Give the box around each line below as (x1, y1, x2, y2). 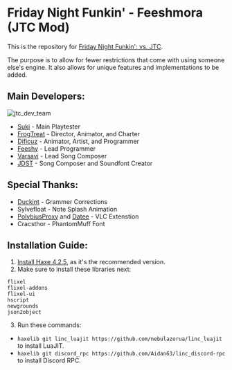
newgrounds (7, 303, 39, 310)
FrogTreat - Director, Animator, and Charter (17, 129, 141, 138)
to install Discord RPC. (17, 356, 81, 364)
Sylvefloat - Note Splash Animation (17, 205, 118, 213)
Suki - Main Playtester (17, 122, 81, 131)
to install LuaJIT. (17, 342, 64, 350)
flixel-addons (7, 285, 48, 292)
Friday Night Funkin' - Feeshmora (7, 5, 203, 21)
